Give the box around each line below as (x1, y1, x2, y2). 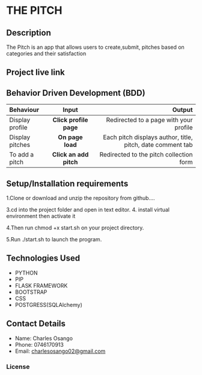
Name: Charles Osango (14, 335, 73, 342)
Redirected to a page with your (106, 116, 193, 124)
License (6, 362, 30, 371)
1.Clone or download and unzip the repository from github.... (6, 194, 155, 202)
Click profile (52, 116, 88, 124)
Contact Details (6, 318, 66, 329)
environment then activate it (6, 212, 76, 220)
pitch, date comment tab (124, 141, 193, 149)
